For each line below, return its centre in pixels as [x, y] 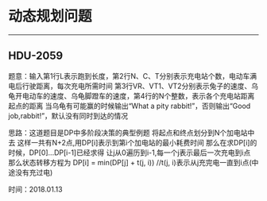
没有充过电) [34, 172]
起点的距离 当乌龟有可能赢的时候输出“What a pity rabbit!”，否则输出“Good [130, 106]
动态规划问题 [50, 16]
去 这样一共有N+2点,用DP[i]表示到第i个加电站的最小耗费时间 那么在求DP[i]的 [133, 142]
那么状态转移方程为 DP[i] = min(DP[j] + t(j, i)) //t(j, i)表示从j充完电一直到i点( [130, 162]
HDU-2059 [36, 56]
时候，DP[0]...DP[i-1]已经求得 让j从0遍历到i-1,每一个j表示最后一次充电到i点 [130, 153]
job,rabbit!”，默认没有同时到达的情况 [68, 115]
